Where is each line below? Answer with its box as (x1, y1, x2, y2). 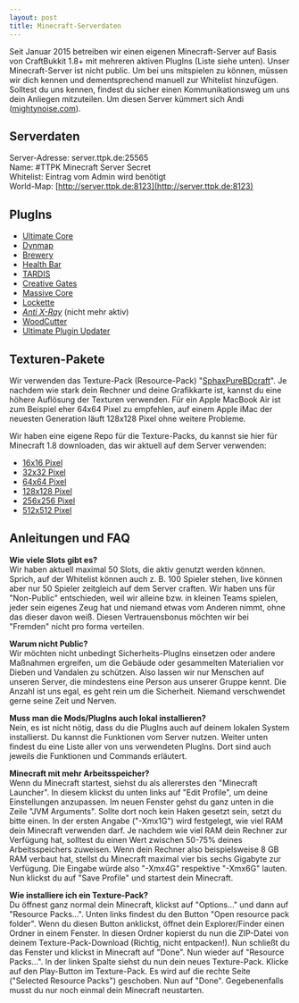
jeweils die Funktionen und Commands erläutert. (9, 750, 187, 761)
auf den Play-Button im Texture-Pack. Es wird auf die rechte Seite (9, 965, 251, 976)
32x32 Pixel (21, 467, 66, 477)
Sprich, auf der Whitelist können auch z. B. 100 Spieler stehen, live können (9, 573, 283, 584)
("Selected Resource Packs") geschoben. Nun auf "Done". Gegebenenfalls (9, 975, 284, 986)
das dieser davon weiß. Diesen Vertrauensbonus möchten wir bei (9, 611, 250, 622)
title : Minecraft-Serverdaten (9, 21, 122, 30)
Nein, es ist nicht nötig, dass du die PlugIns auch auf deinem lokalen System (9, 721, 290, 733)
